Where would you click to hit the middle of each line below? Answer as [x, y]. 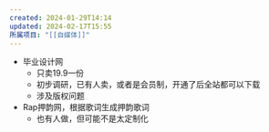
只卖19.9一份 [60, 73]
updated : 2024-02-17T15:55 [61, 26]
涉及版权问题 [60, 96]
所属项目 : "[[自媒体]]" [50, 35]
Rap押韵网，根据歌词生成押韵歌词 [86, 107]
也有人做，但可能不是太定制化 [92, 118]
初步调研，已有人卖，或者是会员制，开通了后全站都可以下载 [148, 85]
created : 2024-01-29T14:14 [61, 18]
